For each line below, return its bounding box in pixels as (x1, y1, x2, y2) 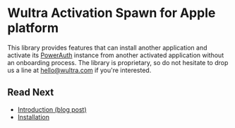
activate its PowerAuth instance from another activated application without (7, 51, 224, 59)
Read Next (7, 86, 54, 98)
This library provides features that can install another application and (7, 43, 207, 52)
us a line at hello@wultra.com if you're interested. (7, 66, 152, 74)
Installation (17, 112, 50, 121)
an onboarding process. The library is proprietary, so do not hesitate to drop (7, 58, 229, 66)
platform (7, 20, 59, 36)
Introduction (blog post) (17, 105, 87, 114)
